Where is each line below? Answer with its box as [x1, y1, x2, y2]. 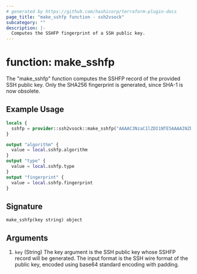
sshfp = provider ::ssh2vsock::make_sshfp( [11, 126, 117, 131]
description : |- [6, 25, 46, 31]
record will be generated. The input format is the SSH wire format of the [14, 255, 189, 262]
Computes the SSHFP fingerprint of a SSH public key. [11, 31, 145, 36]
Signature [6, 201, 43, 211]
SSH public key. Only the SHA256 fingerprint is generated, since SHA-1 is [6, 82, 184, 89]
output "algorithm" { [6, 141, 59, 147]
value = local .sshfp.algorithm [11, 147, 88, 153]
